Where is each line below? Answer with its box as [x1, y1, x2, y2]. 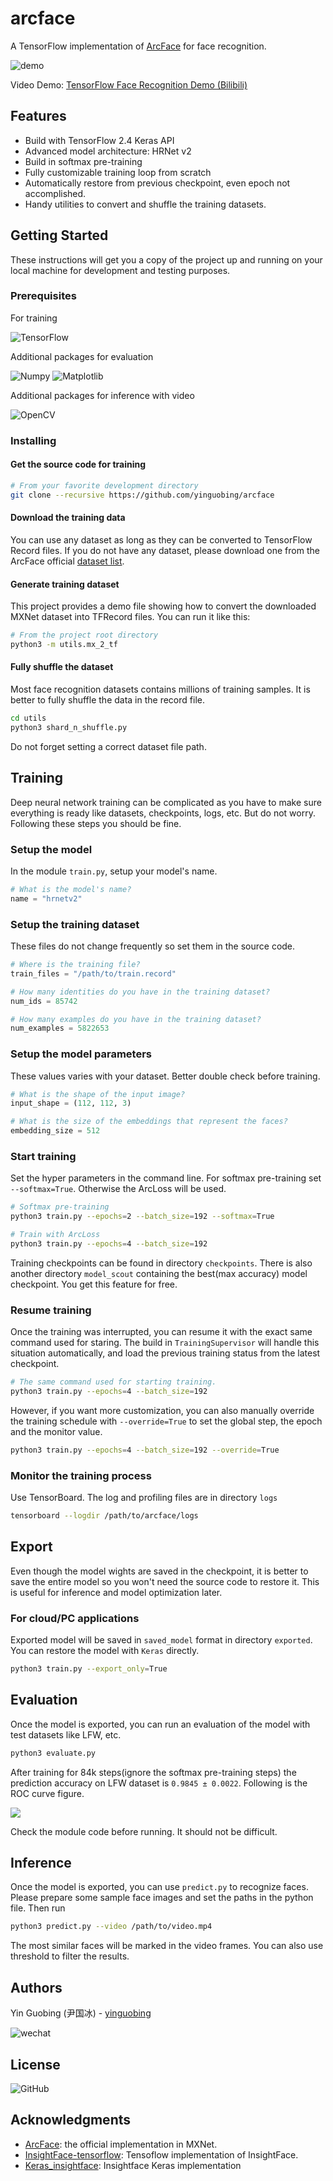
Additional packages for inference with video [10, 389, 195, 401]
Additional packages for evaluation [10, 350, 154, 362]
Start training [10, 1149, 77, 1163]
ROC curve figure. [10, 1787, 85, 1799]
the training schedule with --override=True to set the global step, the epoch [10, 1415, 323, 1427]
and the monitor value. [10, 1425, 103, 1437]
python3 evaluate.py [10, 1748, 97, 1758]
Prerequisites [10, 289, 77, 303]
